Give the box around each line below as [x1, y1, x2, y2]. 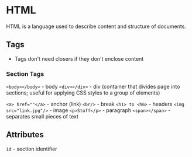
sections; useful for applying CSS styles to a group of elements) [6, 89, 160, 96]
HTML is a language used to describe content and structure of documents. [6, 23, 186, 30]
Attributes [6, 130, 44, 140]
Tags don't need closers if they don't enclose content [14, 55, 144, 62]
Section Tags [6, 69, 44, 78]
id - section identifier [6, 145, 57, 152]
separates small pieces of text [6, 113, 79, 120]
